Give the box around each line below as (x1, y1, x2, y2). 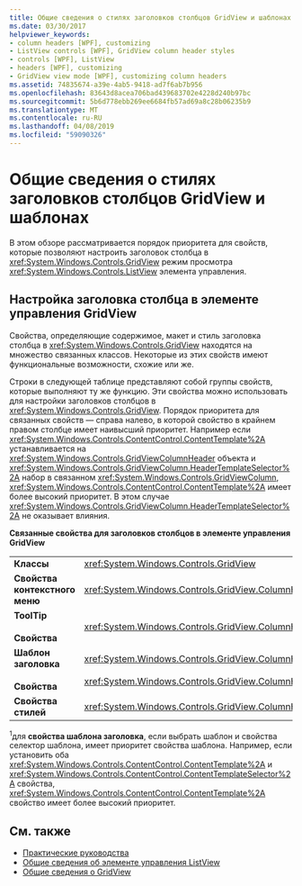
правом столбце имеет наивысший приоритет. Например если (9, 424, 252, 435)
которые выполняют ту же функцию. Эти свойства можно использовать (9, 385, 288, 396)
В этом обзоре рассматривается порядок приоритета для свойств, (9, 237, 268, 248)
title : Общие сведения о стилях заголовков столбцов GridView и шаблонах (9, 13, 292, 23)
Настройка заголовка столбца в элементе (9, 292, 259, 307)
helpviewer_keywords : (9, 30, 91, 39)
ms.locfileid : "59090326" (9, 131, 106, 140)
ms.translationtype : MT (9, 105, 99, 114)
